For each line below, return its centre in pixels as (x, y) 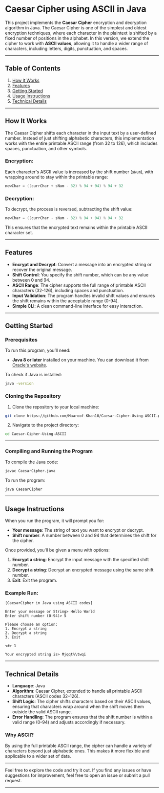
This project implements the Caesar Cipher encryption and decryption (76, 23)
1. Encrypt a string (26, 629)
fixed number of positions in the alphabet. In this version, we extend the (77, 38)
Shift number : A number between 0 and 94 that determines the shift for (84, 535)
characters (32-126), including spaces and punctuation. (68, 290)
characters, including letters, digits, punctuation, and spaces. (67, 48)
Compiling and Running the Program (49, 451)
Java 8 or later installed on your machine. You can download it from (80, 360)
